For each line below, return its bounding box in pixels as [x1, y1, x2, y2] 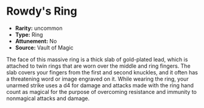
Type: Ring [15, 31, 43, 38]
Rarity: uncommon [15, 24, 63, 32]
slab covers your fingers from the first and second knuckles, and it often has [6, 68, 199, 76]
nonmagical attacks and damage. [6, 95, 90, 102]
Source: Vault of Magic [15, 44, 74, 51]
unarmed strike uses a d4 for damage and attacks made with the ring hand [6, 81, 194, 89]
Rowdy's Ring [6, 4, 77, 18]
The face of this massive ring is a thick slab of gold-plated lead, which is [6, 56, 188, 63]
